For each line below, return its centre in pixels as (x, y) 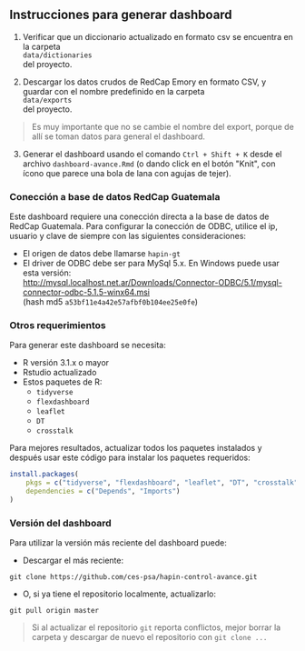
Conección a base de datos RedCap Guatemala (115, 196)
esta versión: (47, 273)
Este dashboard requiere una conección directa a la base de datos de (139, 216)
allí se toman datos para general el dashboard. (118, 136)
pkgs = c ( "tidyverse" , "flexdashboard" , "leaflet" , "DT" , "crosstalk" (162, 483)
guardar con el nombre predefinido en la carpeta (113, 91)
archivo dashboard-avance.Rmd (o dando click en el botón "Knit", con (149, 164)
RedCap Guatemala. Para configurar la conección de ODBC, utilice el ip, (144, 226)
